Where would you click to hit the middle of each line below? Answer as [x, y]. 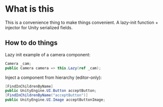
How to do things [31, 43]
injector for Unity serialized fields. [39, 27]
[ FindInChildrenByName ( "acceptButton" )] [47, 95]
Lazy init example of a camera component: [48, 54]
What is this [30, 9]
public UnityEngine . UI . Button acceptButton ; [51, 91]
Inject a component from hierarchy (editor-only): [54, 77]
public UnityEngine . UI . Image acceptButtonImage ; [55, 100]
